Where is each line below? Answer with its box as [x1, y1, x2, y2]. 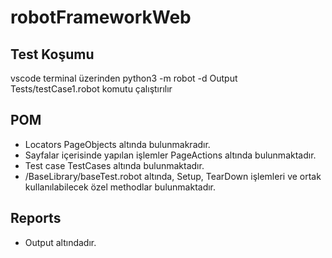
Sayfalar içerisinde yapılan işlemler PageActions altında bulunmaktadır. [24, 149, 317, 161]
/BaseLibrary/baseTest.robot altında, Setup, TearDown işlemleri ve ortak [24, 170, 322, 182]
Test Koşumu [10, 46, 95, 63]
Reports [10, 210, 62, 227]
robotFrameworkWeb [10, 6, 192, 29]
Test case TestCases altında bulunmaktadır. [24, 159, 205, 171]
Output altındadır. [24, 236, 97, 248]
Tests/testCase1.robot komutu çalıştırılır [10, 83, 173, 95]
